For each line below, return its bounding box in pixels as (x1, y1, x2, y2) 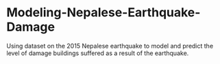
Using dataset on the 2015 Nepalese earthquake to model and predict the (6, 42, 214, 50)
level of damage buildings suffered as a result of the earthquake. (6, 49, 189, 57)
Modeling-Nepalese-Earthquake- (6, 5, 201, 20)
